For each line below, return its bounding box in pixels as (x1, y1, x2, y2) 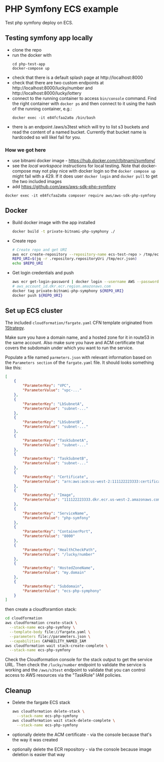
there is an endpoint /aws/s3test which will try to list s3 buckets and (12, 124, 149, 129)
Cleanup (5, 686, 32, 695)
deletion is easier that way (12, 751, 65, 757)
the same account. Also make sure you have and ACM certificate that (5, 339, 144, 345)
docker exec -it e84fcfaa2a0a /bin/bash (12, 115, 96, 120)
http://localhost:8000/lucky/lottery (12, 90, 82, 96)
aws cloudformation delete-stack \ (12, 709, 85, 714)
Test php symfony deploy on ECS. (5, 20, 73, 25)
